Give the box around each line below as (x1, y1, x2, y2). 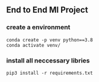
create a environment (6, 23, 71, 32)
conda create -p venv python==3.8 (6, 36, 94, 43)
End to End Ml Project (6, 5, 89, 15)
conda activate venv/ (6, 42, 61, 48)
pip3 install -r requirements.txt (6, 70, 94, 76)
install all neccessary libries (6, 56, 90, 64)
